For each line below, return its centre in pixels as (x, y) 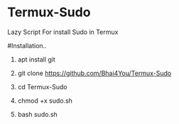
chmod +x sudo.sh (45, 101)
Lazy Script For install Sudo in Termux (63, 32)
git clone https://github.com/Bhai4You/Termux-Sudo (94, 73)
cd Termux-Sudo (42, 86)
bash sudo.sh (38, 114)
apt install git (36, 59)
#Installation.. (27, 45)
